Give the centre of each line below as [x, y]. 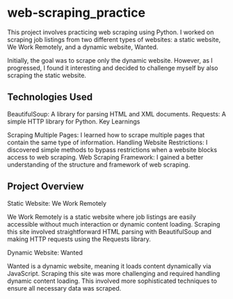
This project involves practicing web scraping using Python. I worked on [111, 32]
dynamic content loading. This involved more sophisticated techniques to [112, 281]
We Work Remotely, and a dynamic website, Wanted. [83, 47]
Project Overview [46, 186]
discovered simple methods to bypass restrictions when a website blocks [112, 149]
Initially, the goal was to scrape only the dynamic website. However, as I [110, 60]
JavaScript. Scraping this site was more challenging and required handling [114, 273]
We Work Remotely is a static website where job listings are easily [102, 217]
